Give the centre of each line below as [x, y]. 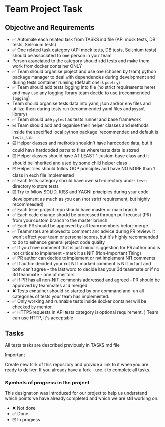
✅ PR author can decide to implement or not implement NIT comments [84, 258]
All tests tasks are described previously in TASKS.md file [62, 345]
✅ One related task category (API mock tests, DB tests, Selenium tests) [84, 50]
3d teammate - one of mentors [43, 275]
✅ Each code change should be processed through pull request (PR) [82, 215]
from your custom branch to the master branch [60, 220]
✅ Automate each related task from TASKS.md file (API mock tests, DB [84, 39]
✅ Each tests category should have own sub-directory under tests [80, 181]
